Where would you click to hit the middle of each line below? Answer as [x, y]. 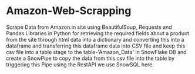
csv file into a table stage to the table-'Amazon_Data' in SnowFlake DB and [96, 52]
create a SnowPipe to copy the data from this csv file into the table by [90, 58]
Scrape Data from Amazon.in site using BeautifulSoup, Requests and [89, 27]
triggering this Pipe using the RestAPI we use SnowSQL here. [80, 64]
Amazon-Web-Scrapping [69, 11]
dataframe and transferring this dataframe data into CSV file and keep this [96, 46]
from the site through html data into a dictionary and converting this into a [95, 39]
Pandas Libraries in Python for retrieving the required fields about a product [98, 33]
